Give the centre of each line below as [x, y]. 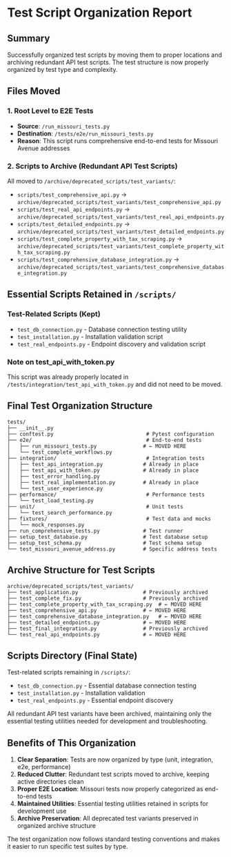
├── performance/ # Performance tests [106, 495]
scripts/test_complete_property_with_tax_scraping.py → [100, 238]
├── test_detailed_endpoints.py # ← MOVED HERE [97, 623]
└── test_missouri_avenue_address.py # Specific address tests [112, 549]
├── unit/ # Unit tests [96, 506]
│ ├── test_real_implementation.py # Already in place [103, 482]
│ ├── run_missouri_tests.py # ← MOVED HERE [97, 446]
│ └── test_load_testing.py [51, 500]
